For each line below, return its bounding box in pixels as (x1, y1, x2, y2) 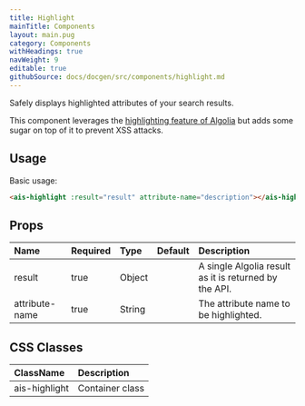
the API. (198, 282, 232, 295)
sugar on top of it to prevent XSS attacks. (9, 124, 163, 135)
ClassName (14, 367, 65, 380)
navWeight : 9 (9, 55, 59, 64)
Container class (77, 382, 145, 395)
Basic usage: (9, 174, 58, 186)
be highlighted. (198, 309, 262, 322)
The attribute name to (198, 297, 290, 310)
